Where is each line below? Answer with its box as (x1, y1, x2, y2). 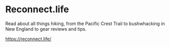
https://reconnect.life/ (5, 36, 52, 42)
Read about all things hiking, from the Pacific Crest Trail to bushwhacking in (5, 20, 165, 27)
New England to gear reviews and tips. (5, 26, 87, 32)
